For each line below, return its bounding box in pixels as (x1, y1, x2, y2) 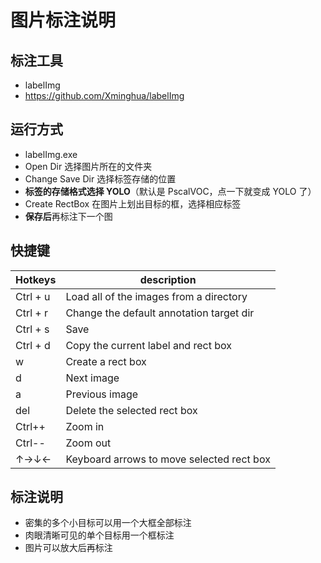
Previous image (65, 387, 139, 401)
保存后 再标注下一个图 (24, 210, 113, 222)
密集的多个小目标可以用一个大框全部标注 (24, 517, 192, 529)
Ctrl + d (15, 338, 51, 352)
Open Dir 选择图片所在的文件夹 (24, 160, 153, 172)
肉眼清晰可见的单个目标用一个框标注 (24, 529, 175, 541)
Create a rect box (65, 354, 147, 368)
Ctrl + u (15, 289, 51, 303)
